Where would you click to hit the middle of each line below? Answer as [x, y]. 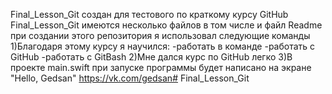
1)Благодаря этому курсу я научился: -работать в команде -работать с [163, 46]
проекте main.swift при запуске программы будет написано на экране [161, 67]
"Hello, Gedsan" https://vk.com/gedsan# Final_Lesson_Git [130, 78]
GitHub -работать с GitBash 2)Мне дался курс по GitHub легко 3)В [151, 57]
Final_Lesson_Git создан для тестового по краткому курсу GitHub [149, 14]
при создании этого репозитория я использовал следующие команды [160, 35]
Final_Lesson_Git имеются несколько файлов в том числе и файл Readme [166, 25]
